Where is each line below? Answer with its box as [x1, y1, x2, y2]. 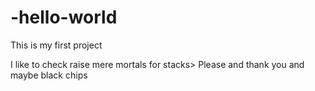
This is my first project [10, 39, 103, 51]
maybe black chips [10, 69, 88, 81]
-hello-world [10, 6, 118, 29]
